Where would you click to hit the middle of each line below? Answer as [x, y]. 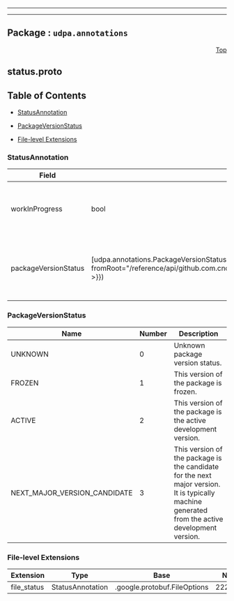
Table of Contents [47, 95]
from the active [198, 519]
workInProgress [37, 209]
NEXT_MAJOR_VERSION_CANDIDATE [72, 493]
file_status [28, 587]
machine [188, 501]
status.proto [35, 72]
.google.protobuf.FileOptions [162, 587]
